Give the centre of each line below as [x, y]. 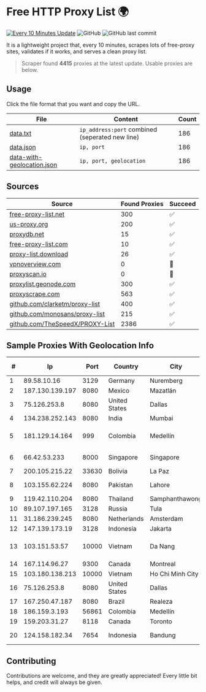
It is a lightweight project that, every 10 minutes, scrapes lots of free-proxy [101, 45]
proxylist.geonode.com [43, 284]
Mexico [119, 391]
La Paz [160, 471]
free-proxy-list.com [39, 244]
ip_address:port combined [118, 129]
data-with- [26, 157]
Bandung [163, 636]
